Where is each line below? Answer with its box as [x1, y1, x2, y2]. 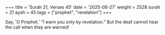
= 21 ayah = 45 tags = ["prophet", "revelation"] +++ [5, 9, 112, 15]
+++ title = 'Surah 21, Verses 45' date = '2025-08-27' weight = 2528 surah [5, 4, 160, 10]
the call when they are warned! [5, 24, 69, 30]
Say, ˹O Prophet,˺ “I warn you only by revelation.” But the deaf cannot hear [5, 19, 158, 25]
